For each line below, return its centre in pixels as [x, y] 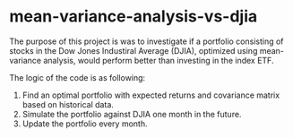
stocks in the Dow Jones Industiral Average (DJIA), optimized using [134, 50]
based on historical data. [68, 104]
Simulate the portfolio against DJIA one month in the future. [132, 114]
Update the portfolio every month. [85, 124]
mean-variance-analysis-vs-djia [134, 17]
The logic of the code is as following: [78, 77]
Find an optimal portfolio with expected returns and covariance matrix [151, 95]
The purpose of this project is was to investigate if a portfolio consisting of [146, 41]
